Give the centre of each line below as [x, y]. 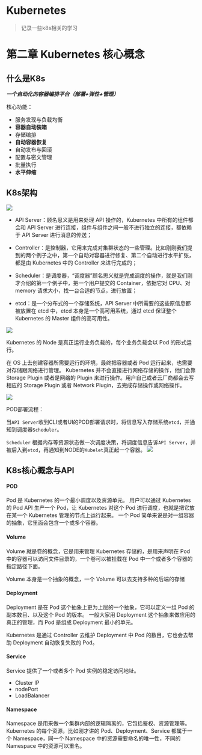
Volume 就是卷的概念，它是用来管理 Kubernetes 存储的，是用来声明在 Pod [98, 551]
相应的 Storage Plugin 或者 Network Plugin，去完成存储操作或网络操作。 [96, 385]
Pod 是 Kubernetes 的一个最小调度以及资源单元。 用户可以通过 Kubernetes [99, 500]
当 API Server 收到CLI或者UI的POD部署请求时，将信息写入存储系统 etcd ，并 [98, 422]
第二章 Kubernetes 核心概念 [76, 54]
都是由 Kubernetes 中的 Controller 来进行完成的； [76, 263]
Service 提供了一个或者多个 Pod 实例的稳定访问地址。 [73, 670]
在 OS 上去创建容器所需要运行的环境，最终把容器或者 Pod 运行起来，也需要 [99, 362]
